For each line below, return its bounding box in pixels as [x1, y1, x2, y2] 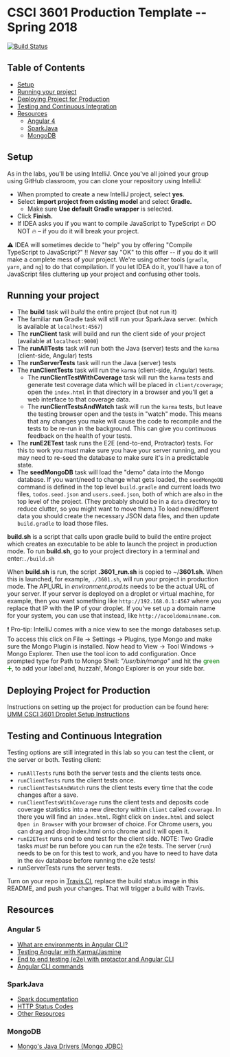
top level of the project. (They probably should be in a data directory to [16, 498, 218, 506]
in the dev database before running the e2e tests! [16, 857, 156, 864]
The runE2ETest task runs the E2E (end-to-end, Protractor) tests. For [16, 439, 214, 448]
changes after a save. [16, 791, 79, 799]
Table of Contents [7, 62, 86, 73]
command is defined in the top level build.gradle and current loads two [16, 483, 221, 491]
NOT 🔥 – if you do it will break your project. [16, 226, 139, 235]
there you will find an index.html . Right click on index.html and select [16, 813, 214, 821]
